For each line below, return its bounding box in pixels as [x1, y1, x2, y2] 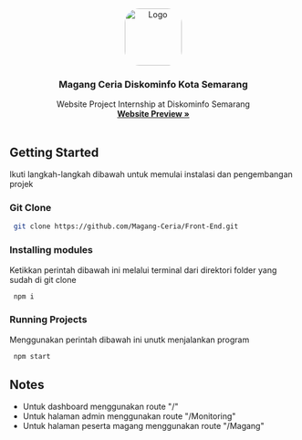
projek [9, 179, 34, 190]
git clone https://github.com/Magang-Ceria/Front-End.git [13, 222, 239, 231]
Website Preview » [117, 109, 190, 120]
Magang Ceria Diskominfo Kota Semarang [58, 78, 248, 90]
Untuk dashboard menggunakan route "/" [22, 401, 179, 413]
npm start [13, 351, 51, 361]
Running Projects [9, 313, 88, 326]
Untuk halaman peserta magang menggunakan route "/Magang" [22, 421, 265, 432]
